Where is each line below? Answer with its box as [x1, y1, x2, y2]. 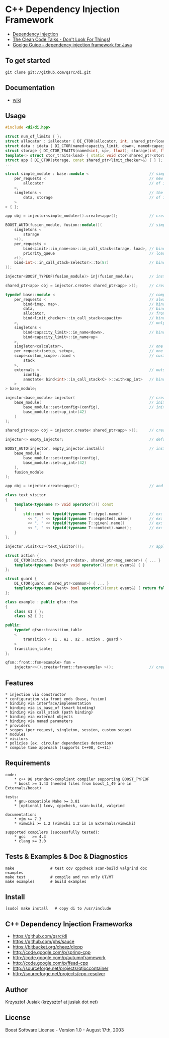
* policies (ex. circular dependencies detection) [5, 740, 114, 746]
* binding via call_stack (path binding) [5, 710, 94, 715]
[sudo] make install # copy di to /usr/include [5, 906, 112, 911]
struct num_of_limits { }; [5, 134, 62, 139]
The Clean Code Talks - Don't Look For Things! [12, 36, 111, 42]
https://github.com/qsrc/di [12, 933, 67, 939]
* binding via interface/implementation [5, 701, 92, 706]
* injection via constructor [5, 692, 66, 697]
